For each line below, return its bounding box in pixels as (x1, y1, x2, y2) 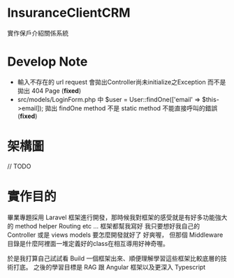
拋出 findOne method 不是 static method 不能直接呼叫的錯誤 (45, 103, 218, 112)
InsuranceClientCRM (7, 5, 131, 21)
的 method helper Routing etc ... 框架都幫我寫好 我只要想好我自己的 (7, 221, 200, 230)
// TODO (7, 162, 31, 170)
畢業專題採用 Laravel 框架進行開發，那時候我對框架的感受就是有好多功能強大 (7, 213, 228, 221)
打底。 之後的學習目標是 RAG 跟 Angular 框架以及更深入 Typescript (13, 263, 206, 271)
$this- (202, 95, 220, 103)
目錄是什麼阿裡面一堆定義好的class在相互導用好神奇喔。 (7, 239, 170, 247)
